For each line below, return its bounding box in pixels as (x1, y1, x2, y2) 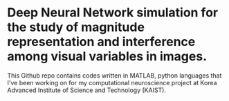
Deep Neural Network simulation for (7, 5, 219, 21)
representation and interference (7, 34, 196, 49)
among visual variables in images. (7, 49, 208, 65)
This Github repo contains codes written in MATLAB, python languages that (7, 71, 222, 80)
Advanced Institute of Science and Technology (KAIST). (7, 86, 167, 94)
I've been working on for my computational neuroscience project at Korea (7, 78, 217, 87)
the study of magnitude (7, 19, 145, 35)
